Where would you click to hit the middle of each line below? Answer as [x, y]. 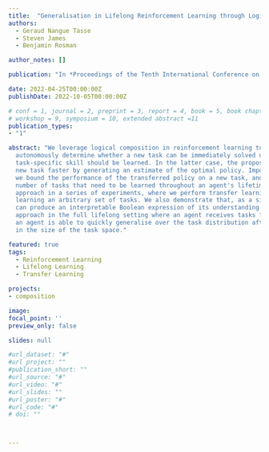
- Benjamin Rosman [46, 46]
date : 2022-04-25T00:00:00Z [55, 89]
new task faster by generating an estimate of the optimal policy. [130, 170]
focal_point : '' [35, 318]
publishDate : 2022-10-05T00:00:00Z [68, 96]
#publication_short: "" [48, 370]
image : [19, 311]
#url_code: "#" [34, 407]
